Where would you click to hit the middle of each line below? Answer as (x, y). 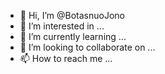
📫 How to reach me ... (66, 58)
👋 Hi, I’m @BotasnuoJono (72, 15)
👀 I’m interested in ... (62, 26)
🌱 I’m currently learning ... (73, 36)
